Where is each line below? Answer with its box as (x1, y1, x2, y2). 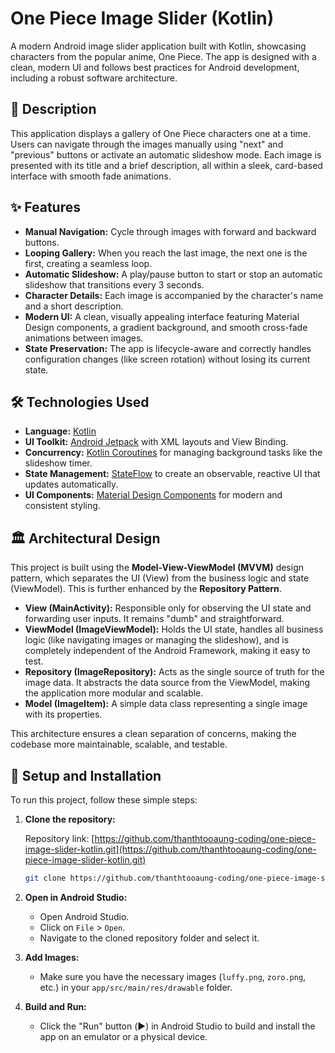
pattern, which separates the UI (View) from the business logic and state (10, 572, 310, 584)
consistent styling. (24, 500, 101, 512)
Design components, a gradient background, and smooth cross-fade (24, 321, 308, 333)
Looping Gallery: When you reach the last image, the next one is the (24, 247, 308, 259)
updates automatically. (24, 478, 119, 491)
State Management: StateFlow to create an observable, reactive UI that (24, 468, 321, 480)
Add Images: (24, 951, 80, 963)
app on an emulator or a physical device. (39, 1030, 208, 1042)
